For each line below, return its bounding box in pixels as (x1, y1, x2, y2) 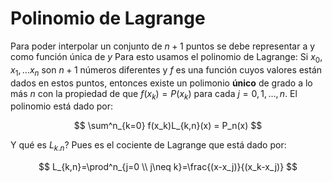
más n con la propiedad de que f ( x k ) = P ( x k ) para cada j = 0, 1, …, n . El (10, 87, 298, 102)
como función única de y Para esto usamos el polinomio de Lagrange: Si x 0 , (10, 50, 323, 65)
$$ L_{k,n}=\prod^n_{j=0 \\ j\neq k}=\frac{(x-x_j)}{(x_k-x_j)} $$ (38, 161, 298, 173)
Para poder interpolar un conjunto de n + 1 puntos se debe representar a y (10, 40, 316, 52)
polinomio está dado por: (10, 100, 114, 112)
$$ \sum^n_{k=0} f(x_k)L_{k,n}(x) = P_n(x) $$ (73, 120, 263, 132)
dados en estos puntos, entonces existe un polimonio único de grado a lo (10, 77, 313, 89)
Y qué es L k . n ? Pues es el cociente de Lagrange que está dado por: (10, 139, 287, 154)
